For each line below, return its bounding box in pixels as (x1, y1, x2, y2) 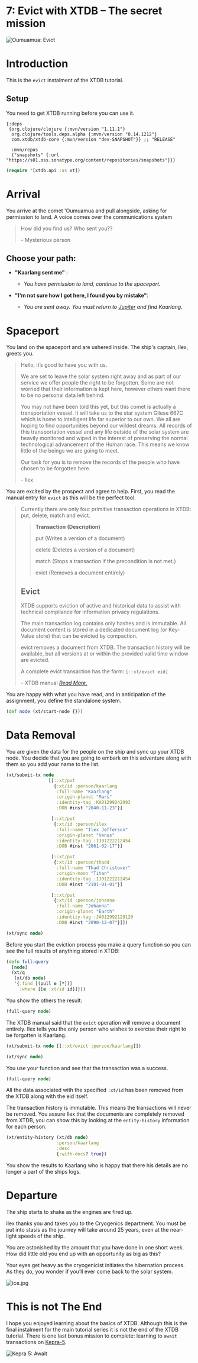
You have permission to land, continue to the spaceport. (23, 280, 161, 288)
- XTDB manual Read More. (20, 679, 87, 687)
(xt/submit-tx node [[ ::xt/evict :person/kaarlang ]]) (6, 1043, 142, 1049)
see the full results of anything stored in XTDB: (6, 947, 120, 954)
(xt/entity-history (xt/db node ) (6, 1135, 89, 1141)
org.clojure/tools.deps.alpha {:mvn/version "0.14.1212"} (11, 131, 158, 137)
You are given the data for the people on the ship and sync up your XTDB (6, 748, 184, 755)
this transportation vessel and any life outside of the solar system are (20, 428, 189, 435)
